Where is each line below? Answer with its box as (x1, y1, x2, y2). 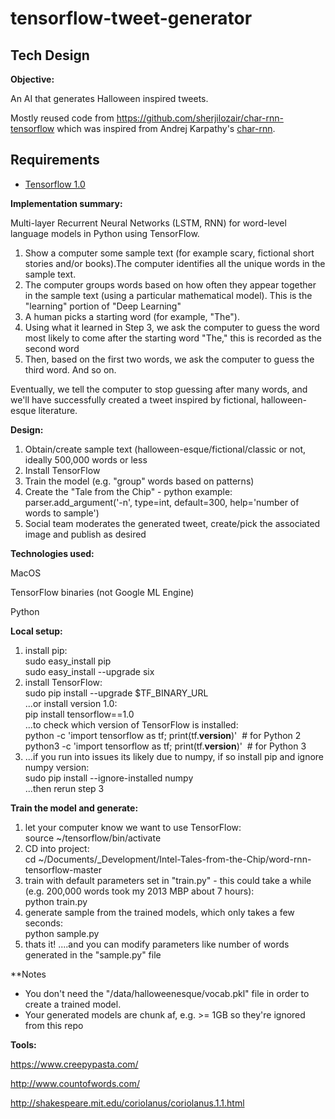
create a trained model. (24, 998, 122, 1010)
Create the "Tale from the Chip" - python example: (24, 485, 233, 497)
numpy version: (24, 761, 90, 773)
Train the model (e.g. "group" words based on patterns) (24, 475, 255, 487)
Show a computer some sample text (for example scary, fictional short (24, 247, 315, 259)
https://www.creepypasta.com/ (10, 1058, 139, 1070)
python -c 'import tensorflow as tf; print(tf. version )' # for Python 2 (24, 729, 302, 741)
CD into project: (24, 842, 90, 854)
